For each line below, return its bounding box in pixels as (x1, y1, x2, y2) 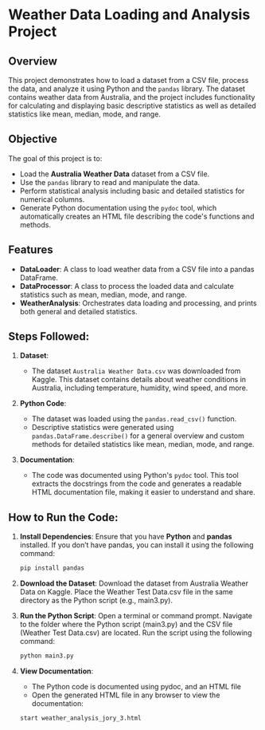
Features (8, 243, 53, 257)
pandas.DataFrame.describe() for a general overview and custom (31, 431, 244, 440)
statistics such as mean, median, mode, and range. (19, 290, 187, 299)
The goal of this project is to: (8, 153, 103, 163)
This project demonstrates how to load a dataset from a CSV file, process (8, 76, 249, 85)
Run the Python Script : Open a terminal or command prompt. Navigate (19, 611, 253, 621)
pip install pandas (19, 564, 85, 572)
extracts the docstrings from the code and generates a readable (31, 479, 242, 488)
